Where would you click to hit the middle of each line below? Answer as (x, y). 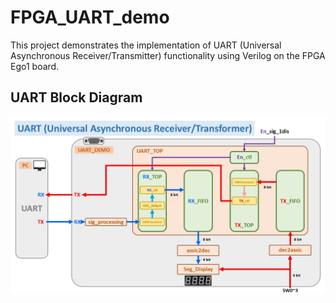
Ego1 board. (35, 66)
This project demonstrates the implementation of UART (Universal (146, 45)
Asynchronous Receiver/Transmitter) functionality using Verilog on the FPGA (168, 55)
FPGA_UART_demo (90, 17)
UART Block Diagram (76, 97)
